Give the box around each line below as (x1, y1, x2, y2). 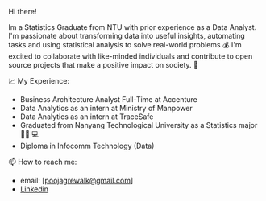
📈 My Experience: (8, 76, 70, 85)
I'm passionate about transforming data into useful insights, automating (8, 31, 246, 40)
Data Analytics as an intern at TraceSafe (19, 112, 154, 121)
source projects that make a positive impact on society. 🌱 (8, 60, 199, 69)
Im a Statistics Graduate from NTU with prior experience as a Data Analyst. (8, 23, 257, 31)
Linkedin (19, 184, 49, 194)
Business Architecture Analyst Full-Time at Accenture (19, 95, 197, 104)
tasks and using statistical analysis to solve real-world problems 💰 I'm (8, 40, 242, 49)
